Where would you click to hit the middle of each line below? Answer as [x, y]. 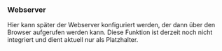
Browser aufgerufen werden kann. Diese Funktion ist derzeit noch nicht [110, 32]
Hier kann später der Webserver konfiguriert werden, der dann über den [111, 25]
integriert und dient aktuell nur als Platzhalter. [73, 40]
